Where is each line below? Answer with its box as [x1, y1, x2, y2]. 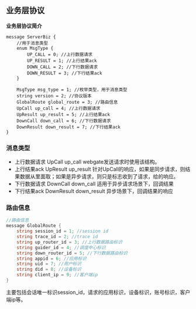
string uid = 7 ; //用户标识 [16, 261, 82, 267]
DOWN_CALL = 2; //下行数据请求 [27, 64, 98, 70]
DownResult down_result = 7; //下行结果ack [16, 124, 121, 130]
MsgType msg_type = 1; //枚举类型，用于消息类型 [16, 87, 128, 93]
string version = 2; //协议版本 [16, 93, 92, 99]
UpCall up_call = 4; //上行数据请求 [16, 105, 101, 111]
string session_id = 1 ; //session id [16, 228, 109, 235]
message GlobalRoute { [6, 223, 61, 229]
